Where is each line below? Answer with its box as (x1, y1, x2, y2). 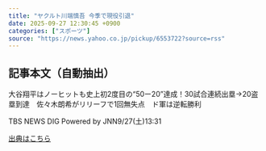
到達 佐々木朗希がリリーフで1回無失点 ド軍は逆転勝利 (15, 99, 202, 109)
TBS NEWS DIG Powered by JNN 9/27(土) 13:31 (8, 116, 162, 126)
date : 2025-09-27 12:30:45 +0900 (8, 19, 121, 27)
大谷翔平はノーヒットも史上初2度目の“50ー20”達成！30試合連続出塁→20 (8, 90, 251, 99)
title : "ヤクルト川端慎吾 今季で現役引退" (8, 11, 135, 20)
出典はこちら (8, 134, 51, 144)
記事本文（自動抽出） (8, 66, 114, 80)
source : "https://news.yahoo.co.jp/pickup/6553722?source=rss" (8, 34, 226, 43)
